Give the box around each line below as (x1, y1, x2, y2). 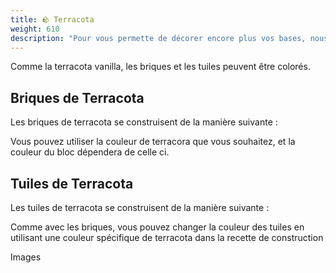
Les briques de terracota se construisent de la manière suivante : (10, 116, 278, 128)
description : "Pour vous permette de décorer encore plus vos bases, (10, 33, 307, 43)
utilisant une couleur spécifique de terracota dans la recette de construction (10, 232, 324, 243)
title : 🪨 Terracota (10, 14, 95, 25)
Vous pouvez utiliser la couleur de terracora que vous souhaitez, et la (10, 136, 296, 148)
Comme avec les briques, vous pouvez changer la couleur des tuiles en (10, 221, 305, 233)
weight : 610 (10, 24, 60, 34)
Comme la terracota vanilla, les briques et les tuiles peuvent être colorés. (10, 61, 311, 73)
